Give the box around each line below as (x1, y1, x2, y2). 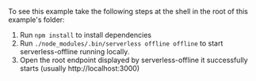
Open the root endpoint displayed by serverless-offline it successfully (19, 55, 248, 64)
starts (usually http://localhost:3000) (19, 64, 140, 73)
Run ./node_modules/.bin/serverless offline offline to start (19, 39, 224, 48)
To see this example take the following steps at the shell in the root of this (8, 7, 248, 16)
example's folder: (8, 15, 65, 24)
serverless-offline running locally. (19, 47, 130, 56)
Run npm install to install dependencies (19, 31, 152, 39)
